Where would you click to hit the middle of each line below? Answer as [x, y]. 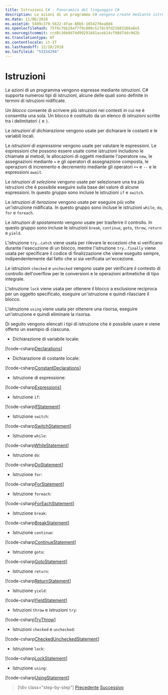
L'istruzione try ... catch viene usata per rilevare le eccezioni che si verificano [84, 243]
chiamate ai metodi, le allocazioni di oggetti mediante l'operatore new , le [79, 156]
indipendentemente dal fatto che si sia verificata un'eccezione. [70, 259]
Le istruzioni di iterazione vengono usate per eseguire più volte [70, 202]
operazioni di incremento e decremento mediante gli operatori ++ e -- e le [81, 167]
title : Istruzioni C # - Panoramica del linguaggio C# [62, 10]
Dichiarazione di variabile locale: [46, 339]
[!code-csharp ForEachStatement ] [40, 504]
